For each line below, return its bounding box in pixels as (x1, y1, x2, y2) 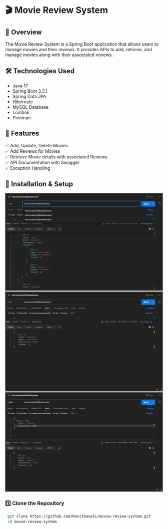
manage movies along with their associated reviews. (5, 52, 113, 58)
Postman (12, 114, 31, 121)
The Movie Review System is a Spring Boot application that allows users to (5, 41, 159, 47)
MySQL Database (12, 104, 49, 110)
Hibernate (12, 99, 33, 105)
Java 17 (12, 83, 28, 89)
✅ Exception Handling (5, 165, 50, 171)
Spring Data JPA (12, 93, 46, 99)
